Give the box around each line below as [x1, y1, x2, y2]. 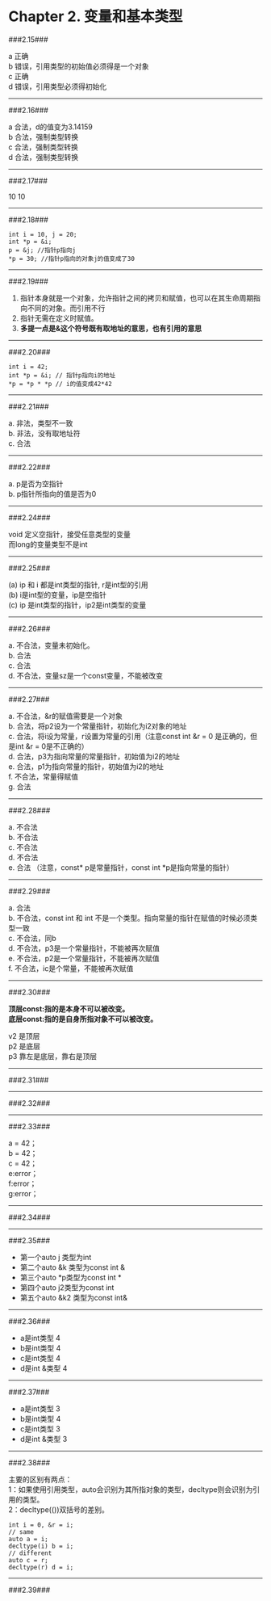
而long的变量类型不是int [8, 539, 88, 549]
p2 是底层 [8, 1041, 41, 1051]
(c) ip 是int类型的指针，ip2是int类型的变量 [8, 599, 147, 610]
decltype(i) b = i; [8, 1542, 74, 1550]
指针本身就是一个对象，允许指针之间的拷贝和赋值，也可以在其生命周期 [19, 292, 254, 303]
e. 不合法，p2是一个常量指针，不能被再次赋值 [8, 953, 160, 963]
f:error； [8, 1179, 37, 1188]
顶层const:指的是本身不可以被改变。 [8, 1003, 130, 1014]
